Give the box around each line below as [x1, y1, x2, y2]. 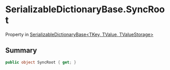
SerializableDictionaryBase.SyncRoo [5, 4, 165, 15]
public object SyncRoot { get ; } [5, 60, 77, 65]
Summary [5, 46, 37, 55]
